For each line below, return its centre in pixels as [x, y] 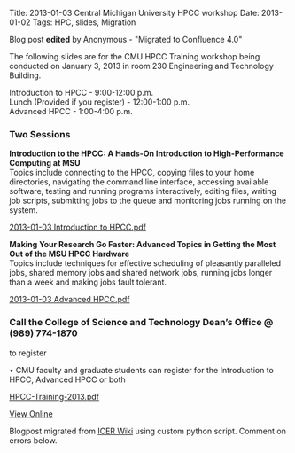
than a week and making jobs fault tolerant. [88, 282]
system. [23, 210]
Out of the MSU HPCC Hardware [70, 254]
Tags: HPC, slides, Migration [84, 22]
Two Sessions [40, 134]
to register [28, 353]
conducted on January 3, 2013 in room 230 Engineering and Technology [142, 66]
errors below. [33, 440]
